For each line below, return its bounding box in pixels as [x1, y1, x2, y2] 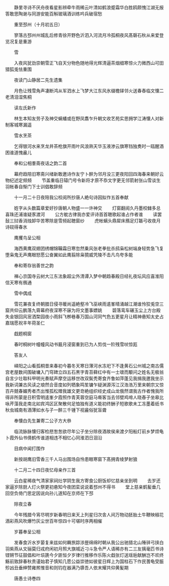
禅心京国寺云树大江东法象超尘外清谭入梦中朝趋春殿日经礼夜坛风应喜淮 [14, 273, 159, 279]
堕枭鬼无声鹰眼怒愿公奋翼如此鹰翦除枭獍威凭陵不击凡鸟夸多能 [5, 252, 133, 257]
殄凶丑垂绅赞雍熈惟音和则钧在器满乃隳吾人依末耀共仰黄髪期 [5, 565, 129, 570]
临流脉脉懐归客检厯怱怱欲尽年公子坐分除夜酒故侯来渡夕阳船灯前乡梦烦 [14, 429, 159, 434]
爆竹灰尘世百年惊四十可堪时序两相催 [27, 518, 102, 524]
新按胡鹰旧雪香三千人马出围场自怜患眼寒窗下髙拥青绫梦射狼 [14, 456, 137, 462]
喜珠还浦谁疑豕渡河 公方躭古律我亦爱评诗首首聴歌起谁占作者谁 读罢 [5, 211, 162, 217]
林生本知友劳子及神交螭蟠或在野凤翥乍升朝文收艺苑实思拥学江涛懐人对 [14, 116, 159, 121]
